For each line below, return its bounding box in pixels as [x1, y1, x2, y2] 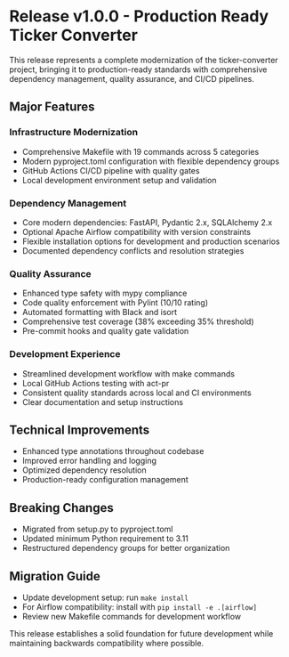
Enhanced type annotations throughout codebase [21, 446, 205, 457]
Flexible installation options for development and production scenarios [21, 236, 280, 247]
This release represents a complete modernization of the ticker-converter [9, 54, 278, 65]
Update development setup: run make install [21, 592, 189, 603]
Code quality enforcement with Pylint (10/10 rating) [21, 297, 209, 308]
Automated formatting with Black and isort [21, 307, 178, 318]
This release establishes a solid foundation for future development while [9, 628, 274, 638]
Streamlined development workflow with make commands [21, 368, 236, 379]
